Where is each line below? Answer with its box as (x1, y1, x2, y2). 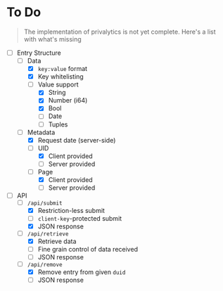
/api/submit (27, 200, 63, 207)
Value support (37, 80, 79, 89)
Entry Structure (16, 48, 61, 57)
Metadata (27, 128, 56, 136)
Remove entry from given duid (37, 268, 126, 276)
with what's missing (23, 34, 82, 43)
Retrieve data (37, 237, 77, 245)
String (48, 89, 66, 97)
